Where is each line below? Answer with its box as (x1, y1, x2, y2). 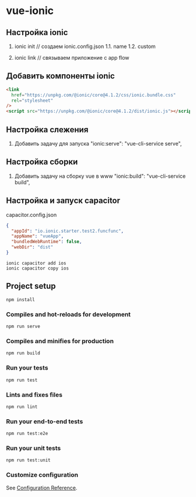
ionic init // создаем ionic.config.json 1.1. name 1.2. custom (14, 43, 156, 50)
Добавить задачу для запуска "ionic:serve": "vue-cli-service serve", (14, 140, 182, 147)
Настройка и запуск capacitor (6, 196, 121, 206)
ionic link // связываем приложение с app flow (14, 54, 129, 61)
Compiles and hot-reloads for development (6, 310, 131, 318)
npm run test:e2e (6, 431, 48, 437)
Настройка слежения (6, 125, 89, 134)
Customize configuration (6, 471, 79, 479)
